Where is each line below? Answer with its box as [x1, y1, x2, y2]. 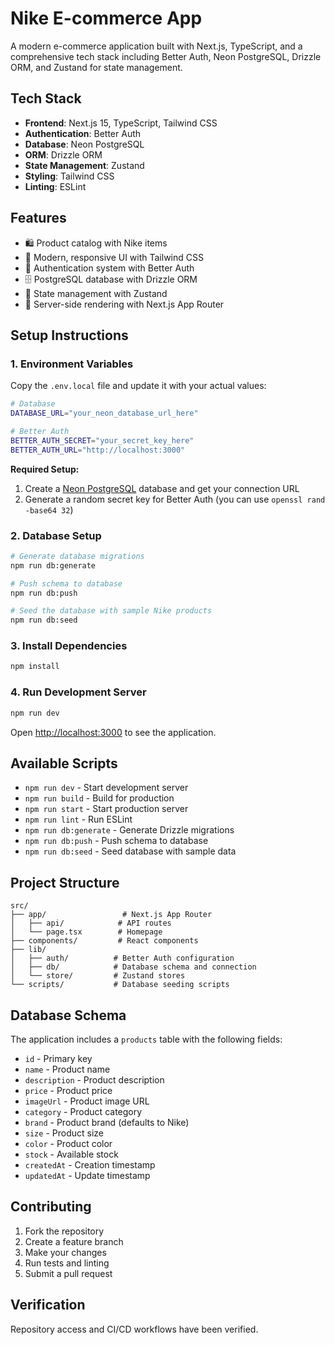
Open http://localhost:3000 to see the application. [10, 726, 217, 738]
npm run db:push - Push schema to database [24, 835, 209, 847]
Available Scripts [10, 755, 118, 772]
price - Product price [24, 1084, 113, 1096]
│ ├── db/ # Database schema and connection [10, 962, 257, 972]
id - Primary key [24, 1052, 93, 1064]
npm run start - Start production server [24, 803, 189, 815]
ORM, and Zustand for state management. [10, 61, 183, 73]
